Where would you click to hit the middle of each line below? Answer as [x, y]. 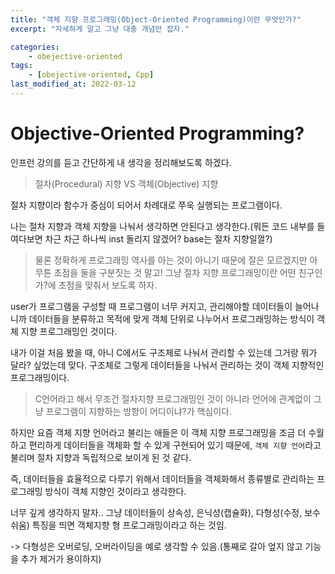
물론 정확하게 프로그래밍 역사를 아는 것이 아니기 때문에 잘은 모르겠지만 [171, 260]
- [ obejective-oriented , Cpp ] [91, 75]
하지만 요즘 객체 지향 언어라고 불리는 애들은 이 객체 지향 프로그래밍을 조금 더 [158, 432]
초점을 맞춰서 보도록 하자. [108, 285]
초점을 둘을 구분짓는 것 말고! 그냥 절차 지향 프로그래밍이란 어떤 [175, 272]
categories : [35, 47]
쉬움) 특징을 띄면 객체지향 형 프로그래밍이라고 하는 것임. [118, 525]
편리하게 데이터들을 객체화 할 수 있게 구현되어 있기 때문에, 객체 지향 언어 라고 [175, 445]
